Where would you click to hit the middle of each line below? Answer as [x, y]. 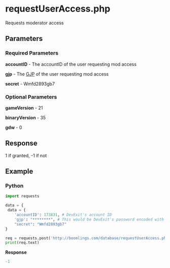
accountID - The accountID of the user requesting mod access [71, 64]
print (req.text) [22, 243]
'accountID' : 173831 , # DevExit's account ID [63, 215]
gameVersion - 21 [24, 108]
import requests [22, 196]
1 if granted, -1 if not [26, 155]
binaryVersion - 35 [26, 117]
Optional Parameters [31, 97]
